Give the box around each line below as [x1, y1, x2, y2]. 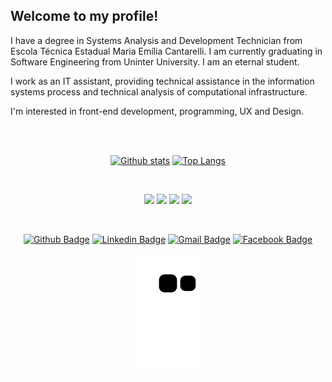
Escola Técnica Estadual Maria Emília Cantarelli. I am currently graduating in [10, 45, 323, 57]
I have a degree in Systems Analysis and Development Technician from [10, 34, 303, 46]
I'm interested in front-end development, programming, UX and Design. [10, 105, 305, 117]
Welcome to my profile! [10, 8, 159, 25]
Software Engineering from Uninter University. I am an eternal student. [10, 55, 300, 68]
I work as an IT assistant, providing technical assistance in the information [10, 75, 315, 87]
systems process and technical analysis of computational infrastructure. [10, 85, 308, 98]
